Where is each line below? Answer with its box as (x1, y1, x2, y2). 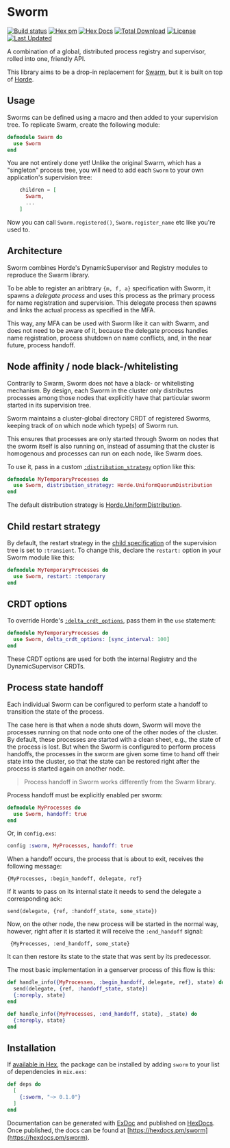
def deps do (7, 1081, 41, 1088)
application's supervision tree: (7, 173, 92, 182)
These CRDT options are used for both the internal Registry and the (7, 655, 197, 663)
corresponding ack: (7, 895, 63, 903)
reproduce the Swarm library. (7, 271, 90, 279)
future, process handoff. (7, 340, 75, 349)
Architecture (7, 245, 63, 257)
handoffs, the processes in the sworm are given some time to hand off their (7, 749, 220, 758)
